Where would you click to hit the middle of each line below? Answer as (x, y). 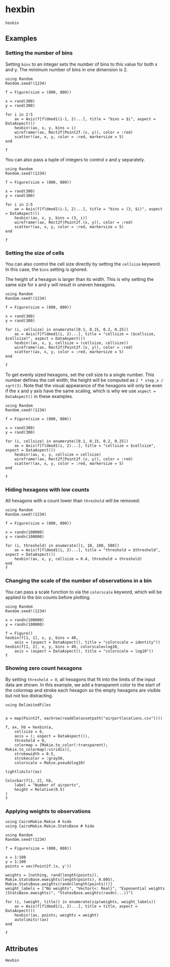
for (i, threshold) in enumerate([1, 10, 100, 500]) (62, 546)
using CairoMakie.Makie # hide (38, 822)
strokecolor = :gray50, (40, 758)
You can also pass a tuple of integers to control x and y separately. (75, 159)
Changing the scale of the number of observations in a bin (78, 581)
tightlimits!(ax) (24, 772)
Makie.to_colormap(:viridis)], (38, 749)
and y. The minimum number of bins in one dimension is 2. (67, 69)
